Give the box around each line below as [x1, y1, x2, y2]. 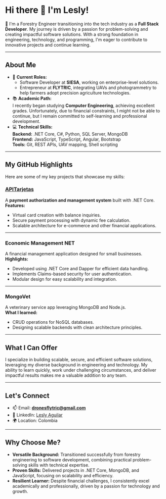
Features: [5, 202, 26, 208]
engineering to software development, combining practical [12, 456, 132, 462]
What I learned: [5, 309, 38, 316]
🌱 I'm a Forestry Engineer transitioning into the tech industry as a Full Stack [5, 21, 159, 27]
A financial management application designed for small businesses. [5, 251, 142, 257]
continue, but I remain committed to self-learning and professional [12, 113, 147, 119]
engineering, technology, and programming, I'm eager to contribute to [5, 37, 148, 43]
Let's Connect [5, 391, 49, 400]
